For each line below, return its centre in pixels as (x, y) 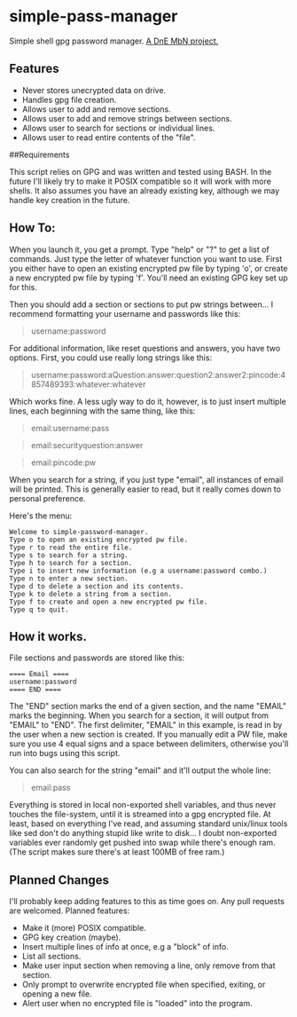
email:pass (51, 788)
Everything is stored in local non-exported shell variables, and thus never (143, 805)
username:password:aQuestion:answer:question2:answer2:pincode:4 (158, 374)
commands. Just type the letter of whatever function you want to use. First (145, 258)
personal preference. (47, 498)
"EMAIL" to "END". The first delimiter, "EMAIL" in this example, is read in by (146, 725)
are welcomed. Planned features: (70, 911)
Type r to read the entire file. (71, 548)
